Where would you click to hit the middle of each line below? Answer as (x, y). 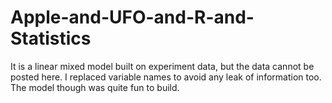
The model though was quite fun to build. (95, 87)
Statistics (51, 38)
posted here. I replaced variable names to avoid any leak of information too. (166, 77)
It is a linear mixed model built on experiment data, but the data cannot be (162, 66)
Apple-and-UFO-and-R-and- (132, 17)
